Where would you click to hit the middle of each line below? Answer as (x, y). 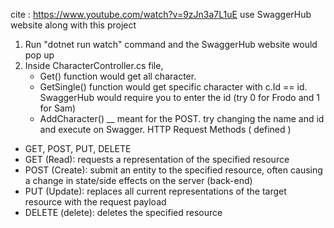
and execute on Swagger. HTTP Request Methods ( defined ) (165, 129)
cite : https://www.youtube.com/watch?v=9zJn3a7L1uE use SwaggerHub (161, 14)
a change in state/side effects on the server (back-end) (138, 180)
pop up (39, 55)
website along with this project (73, 25)
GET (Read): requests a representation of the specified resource (157, 159)
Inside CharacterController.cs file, (94, 65)
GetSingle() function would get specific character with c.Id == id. (173, 87)
